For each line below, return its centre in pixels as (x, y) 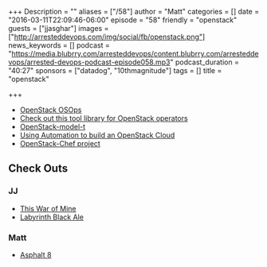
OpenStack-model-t (53, 127)
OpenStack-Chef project (60, 143)
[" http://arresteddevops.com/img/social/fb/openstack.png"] (107, 37)
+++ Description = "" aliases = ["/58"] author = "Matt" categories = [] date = (134, 12)
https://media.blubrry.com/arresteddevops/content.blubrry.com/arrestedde (135, 54)
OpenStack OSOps (51, 110)
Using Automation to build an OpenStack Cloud (97, 135)
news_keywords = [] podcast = (59, 45)
